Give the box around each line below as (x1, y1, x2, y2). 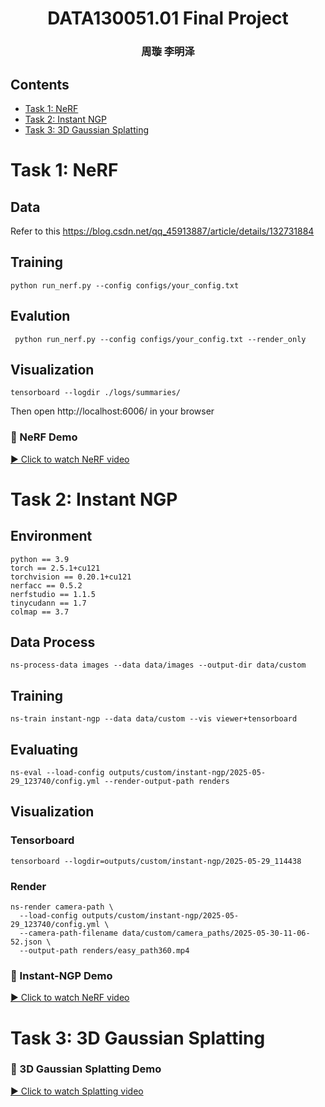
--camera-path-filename (19, 928, 118, 939)
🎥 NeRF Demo (10, 430, 78, 444)
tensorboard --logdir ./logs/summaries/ (10, 388, 182, 398)
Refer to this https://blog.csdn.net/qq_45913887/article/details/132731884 (10, 225, 315, 237)
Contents (10, 76, 70, 93)
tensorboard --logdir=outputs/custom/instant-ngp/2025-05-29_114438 (10, 856, 302, 866)
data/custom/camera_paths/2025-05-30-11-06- (121, 928, 311, 939)
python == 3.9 (10, 554, 70, 564)
